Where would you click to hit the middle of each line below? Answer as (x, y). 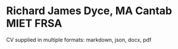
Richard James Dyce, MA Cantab (89, 11)
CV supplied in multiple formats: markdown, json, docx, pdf (79, 40)
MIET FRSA (34, 23)
